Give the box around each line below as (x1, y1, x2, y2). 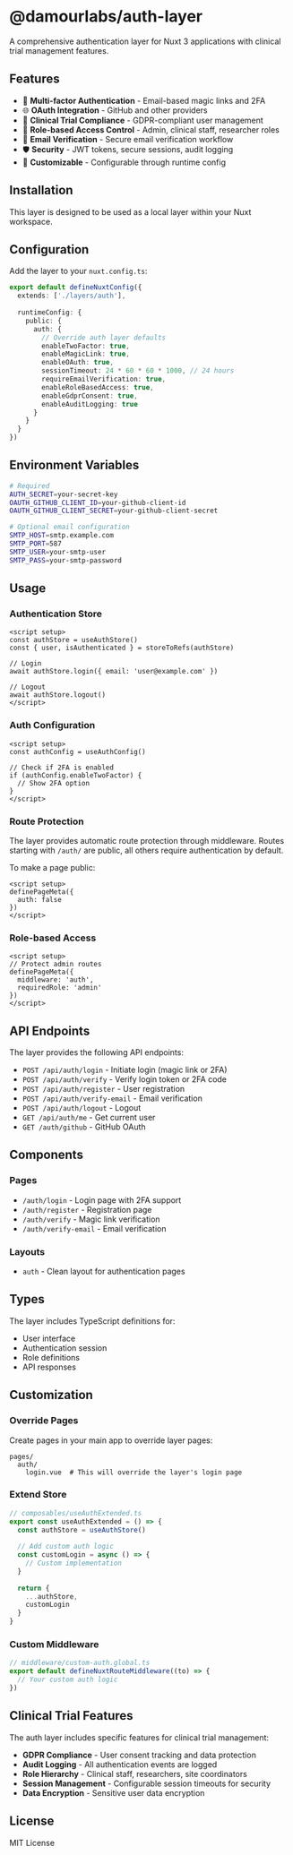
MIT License (9, 1837, 56, 1848)
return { (17, 1584, 50, 1593)
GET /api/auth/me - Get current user (22, 1112, 156, 1123)
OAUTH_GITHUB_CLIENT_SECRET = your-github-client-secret (9, 506, 219, 516)
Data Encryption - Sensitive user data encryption (22, 1787, 205, 1798)
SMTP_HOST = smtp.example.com (9, 531, 115, 540)
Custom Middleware (9, 1638, 99, 1651)
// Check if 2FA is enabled (9, 763, 115, 772)
